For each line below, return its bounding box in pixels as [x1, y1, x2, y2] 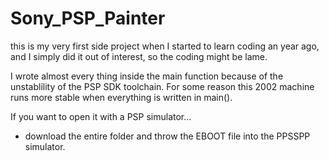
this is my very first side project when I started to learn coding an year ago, [10, 40, 320, 52]
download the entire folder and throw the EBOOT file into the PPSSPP [24, 130, 311, 142]
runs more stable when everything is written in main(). [10, 91, 233, 103]
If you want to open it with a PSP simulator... [10, 110, 192, 122]
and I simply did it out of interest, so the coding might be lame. [10, 50, 268, 62]
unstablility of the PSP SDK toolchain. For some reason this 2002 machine [10, 80, 315, 92]
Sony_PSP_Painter [10, 7, 166, 30]
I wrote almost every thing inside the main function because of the [10, 70, 284, 82]
